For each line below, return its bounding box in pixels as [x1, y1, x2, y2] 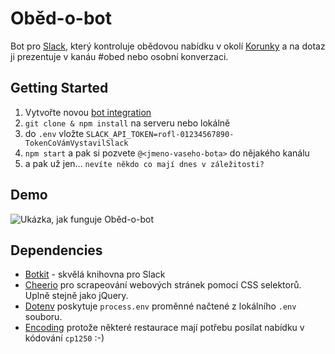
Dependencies [10, 242, 103, 259]
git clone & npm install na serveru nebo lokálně [24, 117, 231, 129]
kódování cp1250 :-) [24, 332, 105, 344]
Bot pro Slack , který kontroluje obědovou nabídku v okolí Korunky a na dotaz [10, 40, 326, 52]
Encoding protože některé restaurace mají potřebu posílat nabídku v [24, 322, 305, 334]
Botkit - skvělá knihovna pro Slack [24, 268, 166, 281]
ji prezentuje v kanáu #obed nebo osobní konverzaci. [10, 50, 229, 62]
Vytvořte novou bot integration [24, 106, 152, 118]
